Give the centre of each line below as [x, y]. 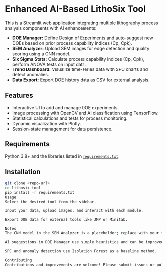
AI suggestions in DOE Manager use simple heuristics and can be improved [84, 242]
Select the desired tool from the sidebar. [51, 202]
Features [19, 96]
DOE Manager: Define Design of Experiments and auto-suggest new [83, 38]
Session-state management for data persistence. [62, 129]
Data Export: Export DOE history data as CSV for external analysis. [81, 80]
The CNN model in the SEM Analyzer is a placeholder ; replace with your [82, 233]
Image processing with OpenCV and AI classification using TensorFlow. [85, 113]
